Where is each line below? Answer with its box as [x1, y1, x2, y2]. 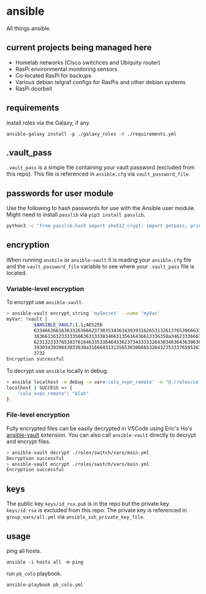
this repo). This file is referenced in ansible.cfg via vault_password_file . [6, 170, 191, 178]
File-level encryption [6, 410, 70, 419]
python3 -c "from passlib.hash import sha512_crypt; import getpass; [6, 223, 188, 229]
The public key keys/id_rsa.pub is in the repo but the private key [6, 500, 170, 507]
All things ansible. [6, 25, 51, 32]
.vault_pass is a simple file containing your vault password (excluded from [6, 164, 195, 171]
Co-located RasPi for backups [15, 72, 92, 79]
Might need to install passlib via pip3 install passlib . [6, 211, 145, 219]
